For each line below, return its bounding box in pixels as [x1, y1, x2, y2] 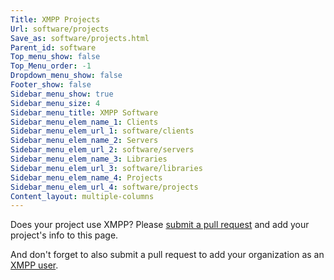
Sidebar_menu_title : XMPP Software [10, 107, 159, 118]
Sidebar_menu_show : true [10, 89, 114, 99]
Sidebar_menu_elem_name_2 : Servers [10, 136, 159, 146]
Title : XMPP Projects [10, 14, 101, 25]
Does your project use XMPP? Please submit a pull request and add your [10, 219, 310, 231]
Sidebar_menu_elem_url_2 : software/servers [10, 145, 195, 155]
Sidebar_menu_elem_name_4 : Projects [10, 172, 163, 183]
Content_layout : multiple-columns [10, 191, 155, 201]
